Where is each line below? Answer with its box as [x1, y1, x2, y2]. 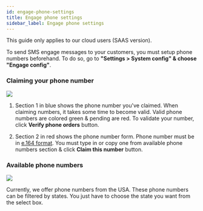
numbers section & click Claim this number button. [15, 146, 144, 153]
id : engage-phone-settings [6, 8, 75, 15]
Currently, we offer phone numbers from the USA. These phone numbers [6, 186, 189, 193]
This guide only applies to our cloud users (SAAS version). [6, 37, 152, 44]
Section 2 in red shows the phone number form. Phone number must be [15, 133, 195, 140]
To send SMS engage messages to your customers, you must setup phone [6, 49, 193, 56]
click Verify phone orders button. [15, 121, 99, 128]
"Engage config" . [6, 61, 52, 69]
